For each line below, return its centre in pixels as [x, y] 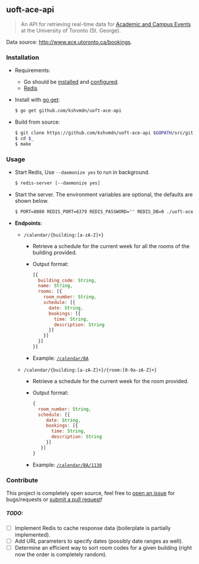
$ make [23, 144]
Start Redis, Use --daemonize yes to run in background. [82, 172]
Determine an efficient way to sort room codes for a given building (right [103, 548]
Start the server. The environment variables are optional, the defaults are [104, 194]
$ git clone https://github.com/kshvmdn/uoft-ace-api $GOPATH [93, 133]
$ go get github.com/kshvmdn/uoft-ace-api [68, 111]
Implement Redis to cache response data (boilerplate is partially [93, 528]
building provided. [55, 252]
